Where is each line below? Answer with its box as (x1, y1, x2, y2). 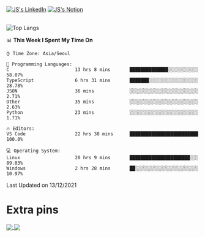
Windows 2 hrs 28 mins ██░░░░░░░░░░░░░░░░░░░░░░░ (6, 165, 199, 171)
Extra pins (6, 203, 59, 217)
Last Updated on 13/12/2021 (6, 181, 77, 189)
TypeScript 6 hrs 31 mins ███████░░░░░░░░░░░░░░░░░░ (6, 77, 199, 83)
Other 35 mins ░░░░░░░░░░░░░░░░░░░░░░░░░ (6, 99, 199, 105)
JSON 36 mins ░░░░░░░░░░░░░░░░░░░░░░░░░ (6, 88, 199, 94)
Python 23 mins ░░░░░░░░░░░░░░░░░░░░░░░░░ (6, 110, 199, 116)
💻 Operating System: (6, 148, 61, 154)
